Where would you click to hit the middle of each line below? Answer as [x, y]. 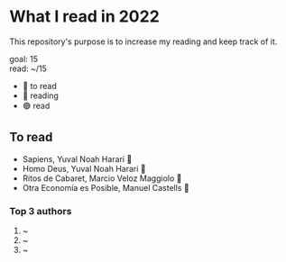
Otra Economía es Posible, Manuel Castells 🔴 [106, 187]
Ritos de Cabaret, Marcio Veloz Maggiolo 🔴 [102, 178]
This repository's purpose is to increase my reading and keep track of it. [143, 41]
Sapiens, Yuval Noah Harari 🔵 [77, 158]
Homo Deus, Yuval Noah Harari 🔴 [84, 168]
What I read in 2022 [84, 17]
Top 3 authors [41, 211]
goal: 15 [24, 59]
